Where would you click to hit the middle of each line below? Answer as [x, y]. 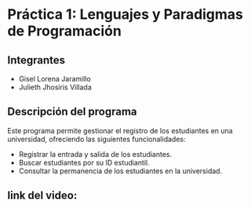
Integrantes [36, 60]
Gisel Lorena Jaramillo [55, 79]
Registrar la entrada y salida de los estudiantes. [95, 154]
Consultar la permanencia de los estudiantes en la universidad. [120, 171]
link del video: [42, 196]
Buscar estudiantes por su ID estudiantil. [84, 162]
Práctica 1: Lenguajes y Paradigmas [125, 15]
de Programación [65, 31]
